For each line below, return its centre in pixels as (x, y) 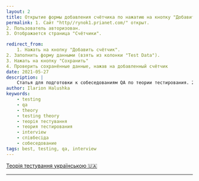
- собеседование (37, 143)
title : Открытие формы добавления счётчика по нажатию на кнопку (88, 17)
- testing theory (38, 116)
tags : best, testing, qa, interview (51, 148)
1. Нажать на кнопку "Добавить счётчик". (68, 50)
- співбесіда (33, 138)
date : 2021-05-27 (28, 72)
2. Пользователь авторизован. (44, 28)
